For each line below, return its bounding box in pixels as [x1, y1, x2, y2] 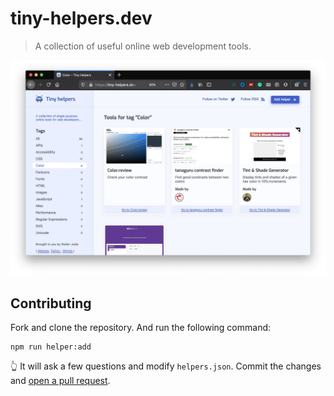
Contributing [10, 295, 92, 312]
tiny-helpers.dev [10, 7, 153, 30]
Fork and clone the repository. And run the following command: [10, 322, 272, 334]
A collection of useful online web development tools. [34, 40, 252, 52]
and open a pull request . [10, 375, 111, 387]
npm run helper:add [10, 342, 92, 352]
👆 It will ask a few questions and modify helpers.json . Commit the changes [10, 360, 322, 372]
